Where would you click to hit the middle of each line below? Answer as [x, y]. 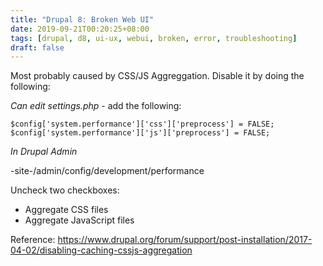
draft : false [37, 47]
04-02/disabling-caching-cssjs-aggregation [101, 250]
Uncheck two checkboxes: [65, 190]
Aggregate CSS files [66, 210]
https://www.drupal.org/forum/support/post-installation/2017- [185, 240]
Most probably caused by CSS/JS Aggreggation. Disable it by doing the [157, 76]
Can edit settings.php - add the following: [96, 106]
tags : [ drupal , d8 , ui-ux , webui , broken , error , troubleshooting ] [154, 38]
